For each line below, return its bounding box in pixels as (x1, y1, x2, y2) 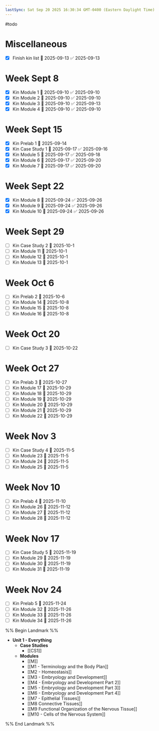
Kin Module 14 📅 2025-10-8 (12, 299, 69, 305)
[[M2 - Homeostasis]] (27, 669, 72, 675)
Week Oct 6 (5, 277, 55, 289)
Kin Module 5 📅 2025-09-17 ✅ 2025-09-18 (12, 151, 101, 157)
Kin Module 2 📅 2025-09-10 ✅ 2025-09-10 (12, 95, 101, 101)
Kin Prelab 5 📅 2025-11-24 (12, 600, 66, 606)
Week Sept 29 (5, 226, 65, 237)
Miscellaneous (5, 38, 67, 50)
